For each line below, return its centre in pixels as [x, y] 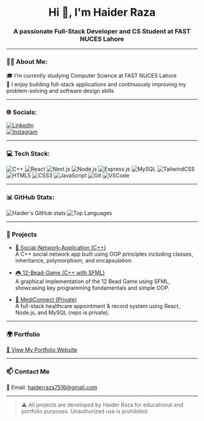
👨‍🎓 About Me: [27, 62]
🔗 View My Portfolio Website [42, 350]
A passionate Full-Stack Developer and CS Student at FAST [102, 32]
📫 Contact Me [28, 372]
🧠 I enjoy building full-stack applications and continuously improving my [96, 84]
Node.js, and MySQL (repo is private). [62, 312]
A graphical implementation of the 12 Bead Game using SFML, [93, 281]
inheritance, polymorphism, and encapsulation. [74, 260]
